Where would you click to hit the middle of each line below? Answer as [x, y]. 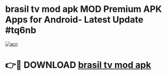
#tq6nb [21, 30]
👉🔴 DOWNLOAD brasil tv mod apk [78, 65]
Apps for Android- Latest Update [74, 20]
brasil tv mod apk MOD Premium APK [83, 9]
